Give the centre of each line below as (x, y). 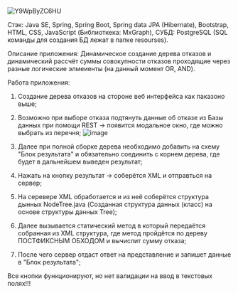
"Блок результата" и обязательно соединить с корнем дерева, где (119, 154)
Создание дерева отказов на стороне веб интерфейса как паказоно (121, 96)
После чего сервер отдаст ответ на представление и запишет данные (124, 255)
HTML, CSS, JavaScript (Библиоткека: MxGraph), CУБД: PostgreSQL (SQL (118, 32)
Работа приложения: (39, 82)
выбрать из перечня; (49, 133)
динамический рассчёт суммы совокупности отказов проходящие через (119, 61)
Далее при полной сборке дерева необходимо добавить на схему (119, 146)
